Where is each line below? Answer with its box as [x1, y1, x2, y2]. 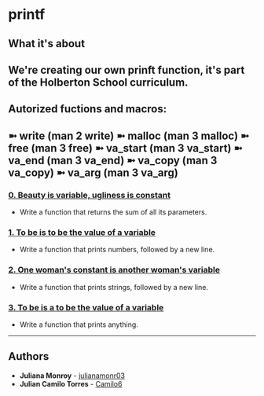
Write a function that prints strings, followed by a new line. [19, 282, 208, 291]
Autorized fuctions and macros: [8, 102, 167, 115]
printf [8, 5, 46, 24]
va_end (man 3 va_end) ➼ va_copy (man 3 [8, 153, 218, 167]
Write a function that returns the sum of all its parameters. [19, 207, 207, 217]
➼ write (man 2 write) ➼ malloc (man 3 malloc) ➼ [8, 129, 250, 142]
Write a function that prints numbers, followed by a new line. [19, 245, 215, 255]
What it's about [8, 37, 85, 50]
